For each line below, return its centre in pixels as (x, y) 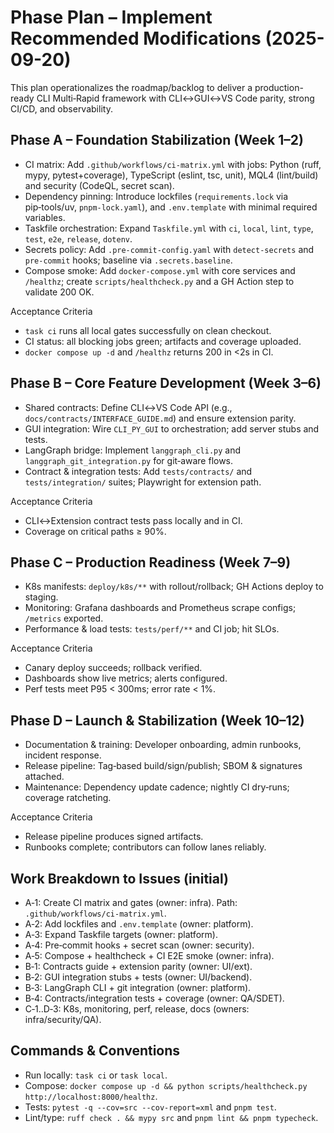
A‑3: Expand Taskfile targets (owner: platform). (121, 934)
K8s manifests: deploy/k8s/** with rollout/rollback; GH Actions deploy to (174, 587)
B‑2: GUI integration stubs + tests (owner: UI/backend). (138, 977)
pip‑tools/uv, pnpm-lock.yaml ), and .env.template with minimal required (171, 207)
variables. (45, 217)
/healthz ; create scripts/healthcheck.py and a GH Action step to (159, 281)
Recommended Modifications (136, 38)
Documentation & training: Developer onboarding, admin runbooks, (163, 745)
